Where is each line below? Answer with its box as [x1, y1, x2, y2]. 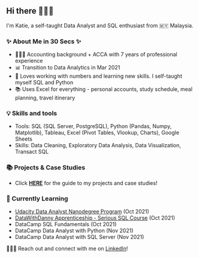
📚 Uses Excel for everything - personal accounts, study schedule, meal [14, 86, 193, 93]
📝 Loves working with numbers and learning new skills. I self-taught [14, 72, 183, 80]
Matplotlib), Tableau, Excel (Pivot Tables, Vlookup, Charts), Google [14, 129, 180, 136]
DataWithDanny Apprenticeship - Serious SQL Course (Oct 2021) [14, 214, 176, 221]
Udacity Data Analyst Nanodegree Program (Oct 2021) [14, 208, 150, 215]
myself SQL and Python [14, 79, 74, 86]
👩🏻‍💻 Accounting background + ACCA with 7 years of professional [14, 51, 178, 58]
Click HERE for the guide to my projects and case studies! [14, 179, 158, 186]
